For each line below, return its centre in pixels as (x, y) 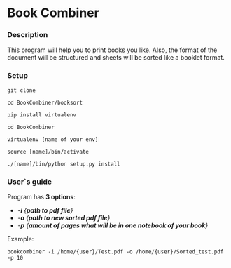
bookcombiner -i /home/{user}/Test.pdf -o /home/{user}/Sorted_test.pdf (115, 252)
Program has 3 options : (41, 197)
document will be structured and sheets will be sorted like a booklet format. (116, 58)
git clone (22, 90)
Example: (21, 239)
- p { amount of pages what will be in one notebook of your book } (113, 225)
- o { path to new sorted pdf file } (64, 218)
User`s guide (30, 182)
